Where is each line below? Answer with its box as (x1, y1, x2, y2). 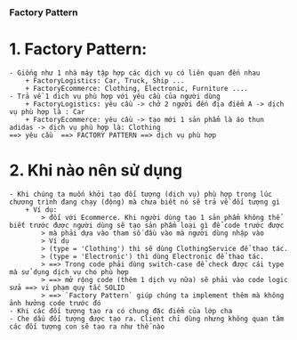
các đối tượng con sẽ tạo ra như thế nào (9, 322, 165, 331)
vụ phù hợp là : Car (9, 107, 86, 117)
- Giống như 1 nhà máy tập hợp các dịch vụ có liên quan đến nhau (9, 69, 261, 77)
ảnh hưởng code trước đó (9, 298, 101, 308)
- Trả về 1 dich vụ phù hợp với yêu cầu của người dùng (9, 92, 221, 101)
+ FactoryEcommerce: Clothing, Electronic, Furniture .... (25, 84, 249, 93)
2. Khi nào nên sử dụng (9, 160, 183, 181)
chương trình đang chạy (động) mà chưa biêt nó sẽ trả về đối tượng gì (9, 198, 280, 206)
